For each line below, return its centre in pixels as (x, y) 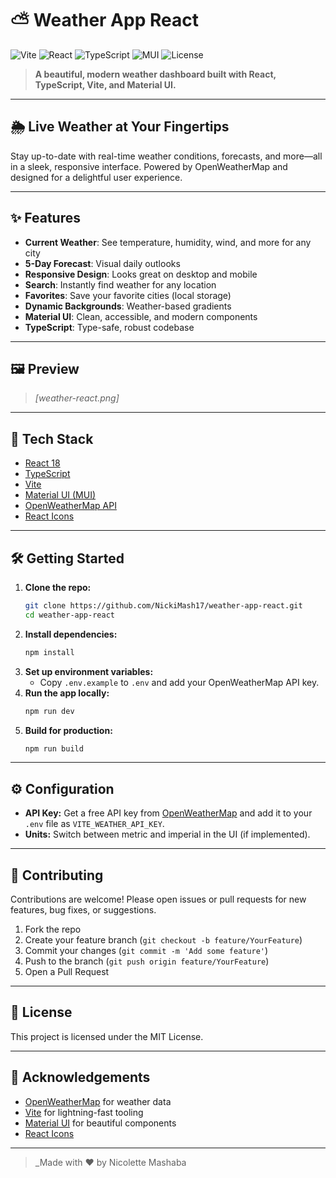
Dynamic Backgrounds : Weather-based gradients (128, 306)
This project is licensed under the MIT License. (107, 1036)
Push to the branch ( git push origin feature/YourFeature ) (147, 961)
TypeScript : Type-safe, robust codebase (109, 327)
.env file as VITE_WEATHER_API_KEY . (94, 824)
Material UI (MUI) (60, 495)
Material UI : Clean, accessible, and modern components (141, 316)
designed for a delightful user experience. (96, 177)
